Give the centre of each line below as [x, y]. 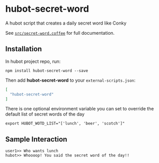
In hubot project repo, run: [33, 61]
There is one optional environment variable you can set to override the [79, 109]
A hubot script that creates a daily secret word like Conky [66, 23]
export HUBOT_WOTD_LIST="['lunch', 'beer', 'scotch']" [65, 124]
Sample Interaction [36, 139]
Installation [24, 49]
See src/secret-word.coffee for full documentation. [60, 33]
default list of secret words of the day [45, 114]
